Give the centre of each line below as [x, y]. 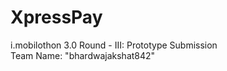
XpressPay [56, 17]
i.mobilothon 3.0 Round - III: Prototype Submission [114, 45]
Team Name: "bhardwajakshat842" [83, 55]
